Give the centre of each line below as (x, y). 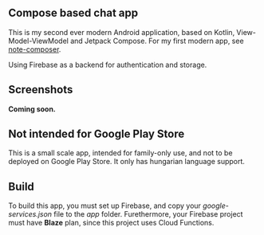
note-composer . (35, 49)
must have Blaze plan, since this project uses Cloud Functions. (111, 223)
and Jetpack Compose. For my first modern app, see (158, 41)
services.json (30, 214)
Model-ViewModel (39, 41)
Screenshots (41, 90)
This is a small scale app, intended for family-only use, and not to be (120, 153)
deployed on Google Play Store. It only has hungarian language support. (127, 162)
